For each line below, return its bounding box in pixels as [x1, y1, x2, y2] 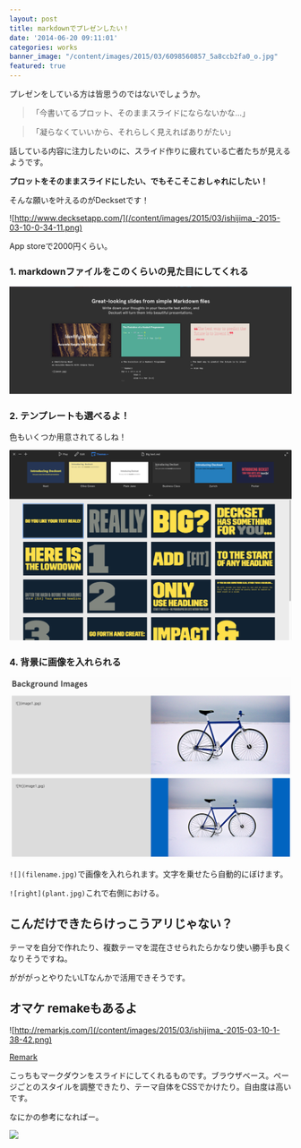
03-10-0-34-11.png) [9, 222, 83, 233]
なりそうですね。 [9, 953, 73, 964]
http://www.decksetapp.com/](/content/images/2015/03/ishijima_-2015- [14, 213, 280, 223]
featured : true [9, 62, 66, 71]
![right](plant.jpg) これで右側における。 [9, 887, 164, 898]
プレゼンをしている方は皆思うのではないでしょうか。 [9, 89, 205, 99]
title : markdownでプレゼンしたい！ [9, 23, 130, 33]
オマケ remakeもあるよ [9, 1001, 138, 1015]
